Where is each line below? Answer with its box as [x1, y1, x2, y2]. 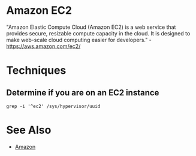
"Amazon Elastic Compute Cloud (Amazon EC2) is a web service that [6, 23, 176, 31]
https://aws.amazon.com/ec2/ [6, 43, 81, 50]
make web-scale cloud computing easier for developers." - [6, 36, 152, 43]
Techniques [6, 64, 67, 77]
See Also [6, 124, 52, 137]
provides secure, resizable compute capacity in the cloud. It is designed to [6, 29, 191, 37]
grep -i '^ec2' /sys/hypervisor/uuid [6, 103, 101, 109]
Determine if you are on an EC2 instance [6, 88, 159, 98]
